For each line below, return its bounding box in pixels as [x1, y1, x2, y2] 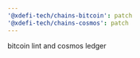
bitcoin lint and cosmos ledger [7, 41, 107, 50]
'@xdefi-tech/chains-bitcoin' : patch [7, 11, 133, 20]
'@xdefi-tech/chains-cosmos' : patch [7, 19, 129, 27]
